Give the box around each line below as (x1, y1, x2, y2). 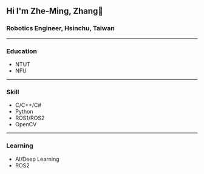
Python (15, 108, 33, 115)
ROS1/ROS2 (15, 114, 45, 121)
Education (6, 47, 38, 55)
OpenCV (15, 121, 37, 128)
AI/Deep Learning (15, 155, 59, 163)
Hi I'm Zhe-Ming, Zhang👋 (6, 6, 104, 16)
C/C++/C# (15, 101, 41, 109)
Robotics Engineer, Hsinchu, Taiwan (6, 24, 115, 33)
